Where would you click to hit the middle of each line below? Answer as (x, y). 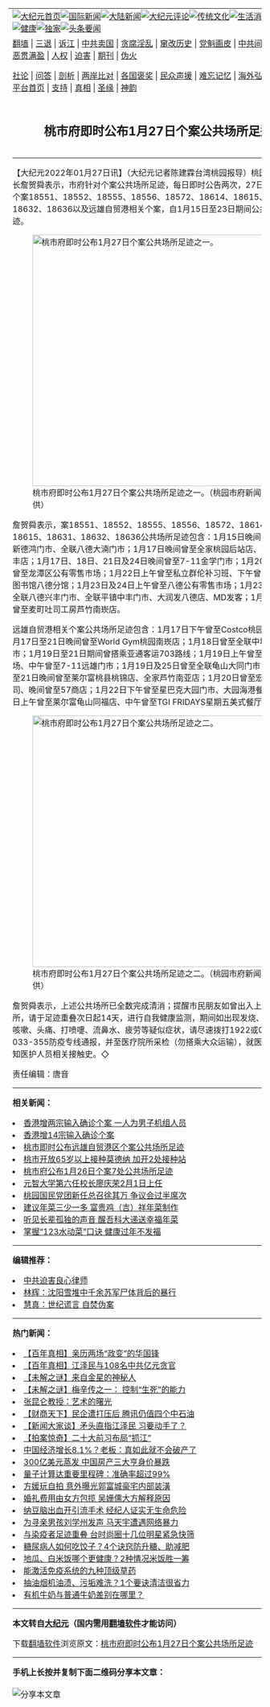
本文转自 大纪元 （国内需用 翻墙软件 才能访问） (97, 1623)
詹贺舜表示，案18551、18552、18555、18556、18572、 (126, 525)
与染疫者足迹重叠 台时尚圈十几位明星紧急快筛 (109, 1534)
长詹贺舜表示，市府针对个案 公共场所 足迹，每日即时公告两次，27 (134, 184)
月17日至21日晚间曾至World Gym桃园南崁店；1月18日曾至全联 (132, 641)
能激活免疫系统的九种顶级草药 (80, 1570)
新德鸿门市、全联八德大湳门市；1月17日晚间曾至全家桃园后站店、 (137, 549)
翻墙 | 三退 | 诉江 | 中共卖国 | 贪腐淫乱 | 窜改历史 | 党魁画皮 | (125, 43)
